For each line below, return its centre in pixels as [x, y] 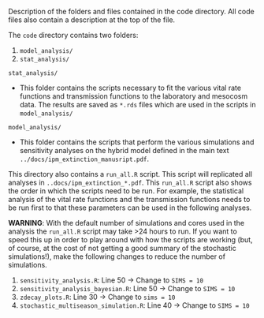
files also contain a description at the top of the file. [92, 20]
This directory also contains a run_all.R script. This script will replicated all [130, 174]
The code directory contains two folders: [73, 35]
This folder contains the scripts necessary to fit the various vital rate [130, 88]
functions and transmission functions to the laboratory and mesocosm [134, 96]
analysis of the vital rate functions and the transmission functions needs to [129, 199]
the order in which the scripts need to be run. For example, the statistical [126, 191]
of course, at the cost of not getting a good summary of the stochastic [122, 248]
